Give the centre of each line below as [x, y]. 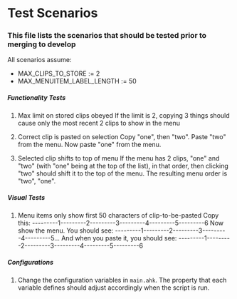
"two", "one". [37, 181]
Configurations [31, 263]
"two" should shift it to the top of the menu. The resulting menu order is [122, 173]
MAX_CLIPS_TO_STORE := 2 [59, 74]
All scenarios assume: [39, 60]
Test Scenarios [53, 13]
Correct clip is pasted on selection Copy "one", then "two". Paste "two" [122, 137]
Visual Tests [26, 198]
